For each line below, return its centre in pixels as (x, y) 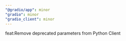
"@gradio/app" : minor (28, 10)
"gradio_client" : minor (30, 19)
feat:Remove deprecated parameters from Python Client (63, 33)
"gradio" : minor (22, 14)
